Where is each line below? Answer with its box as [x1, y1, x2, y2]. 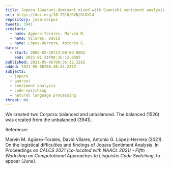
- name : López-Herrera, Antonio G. [10, 41, 86, 46]
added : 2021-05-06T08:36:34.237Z [5, 64, 76, 69]
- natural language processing [10, 93, 76, 98]
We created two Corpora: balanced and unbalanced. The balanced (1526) [5, 111, 160, 118]
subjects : [5, 69, 26, 74]
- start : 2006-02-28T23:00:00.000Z [10, 50, 86, 55]
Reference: [5, 127, 29, 133]
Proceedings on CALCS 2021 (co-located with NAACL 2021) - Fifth [5, 147, 145, 153]
